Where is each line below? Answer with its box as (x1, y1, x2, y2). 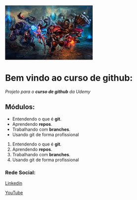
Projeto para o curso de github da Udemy (5, 88, 91, 94)
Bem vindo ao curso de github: (5, 72, 133, 84)
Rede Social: (5, 169, 36, 176)
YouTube (5, 190, 23, 196)
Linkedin (5, 180, 23, 186)
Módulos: (5, 103, 35, 111)
